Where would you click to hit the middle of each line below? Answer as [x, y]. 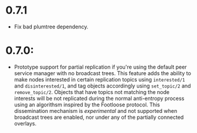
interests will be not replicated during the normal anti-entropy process [99, 98]
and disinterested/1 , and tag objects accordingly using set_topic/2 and [102, 86]
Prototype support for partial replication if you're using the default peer [100, 67]
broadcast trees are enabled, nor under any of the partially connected [99, 117]
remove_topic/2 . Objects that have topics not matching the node [92, 92]
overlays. [25, 123]
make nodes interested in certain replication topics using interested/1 [99, 79]
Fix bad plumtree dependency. [51, 27]
